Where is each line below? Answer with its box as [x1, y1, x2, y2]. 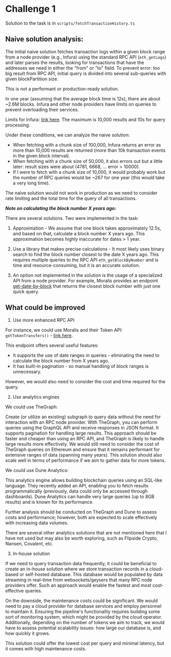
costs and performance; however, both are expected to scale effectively [5, 514, 157, 520]
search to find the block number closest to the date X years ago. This [12, 251, 159, 257]
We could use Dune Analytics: [5, 467, 69, 473]
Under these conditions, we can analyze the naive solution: [5, 132, 130, 138]
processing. [5, 121, 31, 128]
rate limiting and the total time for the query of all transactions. [5, 195, 137, 201]
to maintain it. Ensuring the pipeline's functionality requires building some [5, 608, 160, 614]
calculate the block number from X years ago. [12, 357, 110, 364]
